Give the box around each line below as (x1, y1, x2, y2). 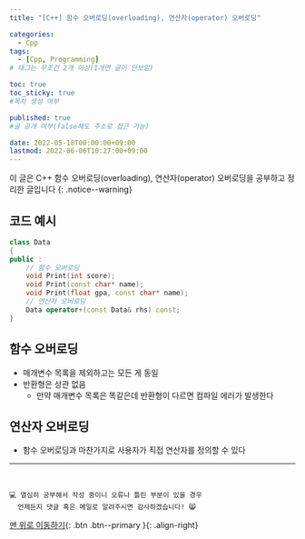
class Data (9, 237, 51, 246)
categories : (9, 29, 54, 39)
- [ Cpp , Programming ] (17, 55, 100, 65)
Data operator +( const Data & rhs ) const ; (25, 305, 181, 314)
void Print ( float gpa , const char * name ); (25, 288, 189, 298)
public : (9, 255, 43, 264)
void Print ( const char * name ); (25, 280, 144, 289)
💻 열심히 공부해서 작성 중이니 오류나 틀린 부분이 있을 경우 (9, 491, 202, 500)
